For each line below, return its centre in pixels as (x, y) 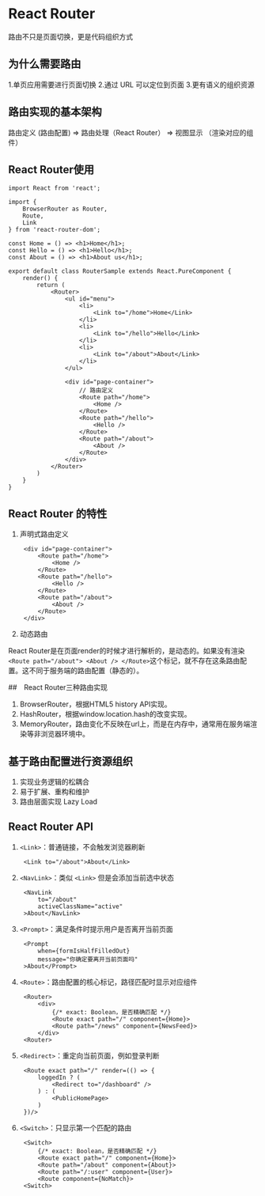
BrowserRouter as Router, (65, 209)
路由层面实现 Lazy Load (58, 801)
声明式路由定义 (44, 534)
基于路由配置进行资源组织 (70, 761)
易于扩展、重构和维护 (54, 791)
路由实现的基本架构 (55, 112)
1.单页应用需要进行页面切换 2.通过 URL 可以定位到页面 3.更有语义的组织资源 (131, 85)
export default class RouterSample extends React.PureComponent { (120, 271)
